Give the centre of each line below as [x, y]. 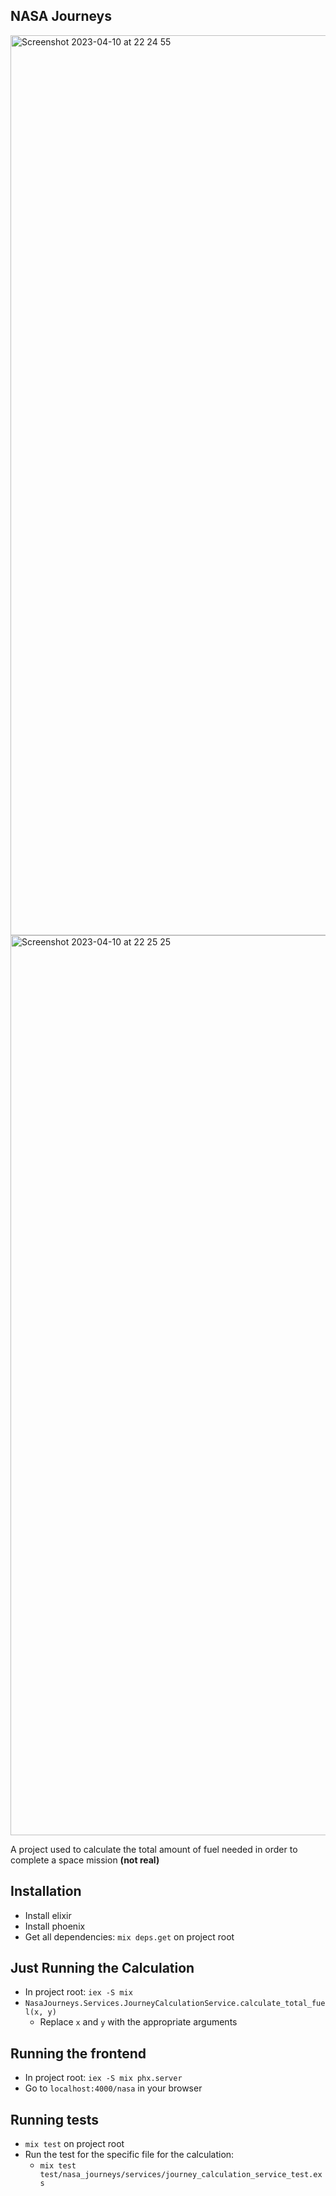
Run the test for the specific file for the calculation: [129, 2155]
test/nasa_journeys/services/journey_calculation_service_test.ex [181, 2175]
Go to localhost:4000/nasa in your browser [113, 2088]
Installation [46, 1891]
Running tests [55, 2119]
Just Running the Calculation [102, 1968]
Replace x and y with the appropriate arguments [138, 2022]
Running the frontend [78, 2053]
